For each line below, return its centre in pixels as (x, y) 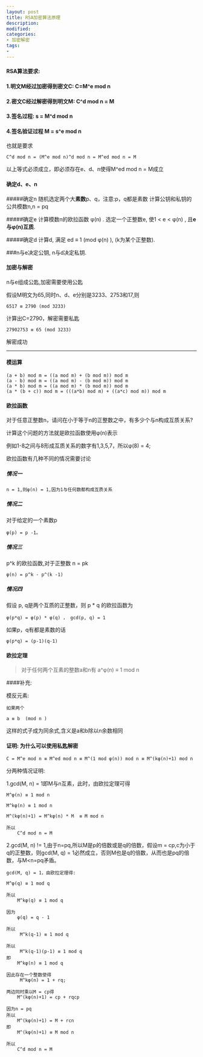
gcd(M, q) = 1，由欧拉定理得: (41, 873)
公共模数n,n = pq (27, 206)
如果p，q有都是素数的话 (36, 630)
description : (23, 23)
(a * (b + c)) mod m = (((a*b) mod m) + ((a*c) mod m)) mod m (86, 391)
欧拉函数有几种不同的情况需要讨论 (49, 459)
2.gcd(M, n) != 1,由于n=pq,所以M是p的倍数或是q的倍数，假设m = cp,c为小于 (101, 845)
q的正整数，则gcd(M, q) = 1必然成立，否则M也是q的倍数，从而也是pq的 (95, 853)
